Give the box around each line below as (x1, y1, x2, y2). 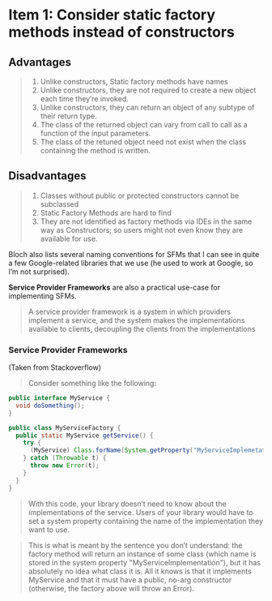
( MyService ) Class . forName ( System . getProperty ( (29, 446, 194, 455)
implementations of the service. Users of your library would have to (28, 507, 253, 517)
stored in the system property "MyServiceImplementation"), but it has (28, 557, 261, 567)
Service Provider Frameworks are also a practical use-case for (8, 282, 221, 292)
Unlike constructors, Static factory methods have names (40, 77, 228, 86)
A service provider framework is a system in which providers (28, 307, 232, 316)
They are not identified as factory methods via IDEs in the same (40, 217, 253, 226)
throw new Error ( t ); (29, 461, 100, 470)
